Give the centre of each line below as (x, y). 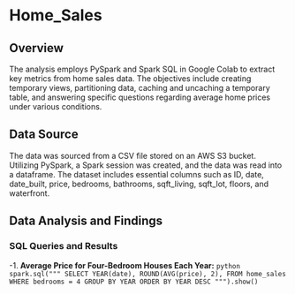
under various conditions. (56, 106)
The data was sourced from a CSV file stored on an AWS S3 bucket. (132, 155)
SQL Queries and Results (64, 246)
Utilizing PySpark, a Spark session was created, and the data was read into (146, 165)
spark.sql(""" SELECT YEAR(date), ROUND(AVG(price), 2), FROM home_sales (148, 274)
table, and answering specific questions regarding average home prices (140, 97)
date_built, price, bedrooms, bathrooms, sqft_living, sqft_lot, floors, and (139, 184)
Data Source (44, 135)
